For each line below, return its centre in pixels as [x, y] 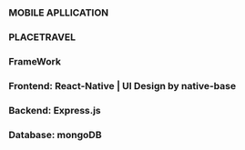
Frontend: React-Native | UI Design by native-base [122, 85]
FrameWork [35, 61]
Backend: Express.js [55, 110]
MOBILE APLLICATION [59, 13]
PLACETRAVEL [42, 36]
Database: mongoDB [55, 135]
